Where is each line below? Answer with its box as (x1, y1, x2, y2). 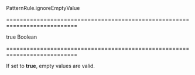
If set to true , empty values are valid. (6, 63, 95, 69)
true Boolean (6, 33, 37, 40)
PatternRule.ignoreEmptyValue (6, 5, 80, 11)
